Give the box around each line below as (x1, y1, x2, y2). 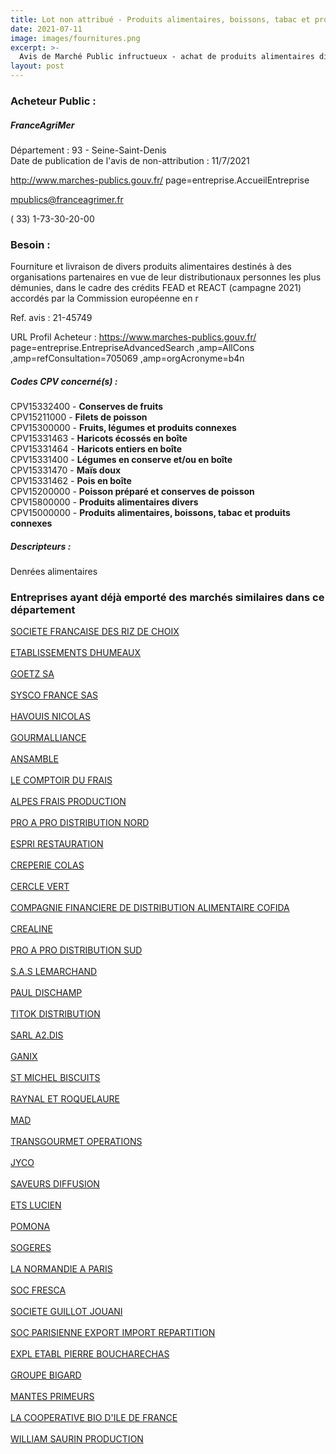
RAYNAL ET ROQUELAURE (10, 1093, 120, 1105)
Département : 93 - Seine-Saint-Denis (10, 144, 167, 156)
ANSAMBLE (10, 753, 59, 765)
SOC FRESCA (10, 1284, 67, 1296)
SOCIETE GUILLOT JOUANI (10, 1306, 123, 1318)
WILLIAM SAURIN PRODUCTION (10, 1433, 144, 1445)
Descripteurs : (10, 540, 72, 552)
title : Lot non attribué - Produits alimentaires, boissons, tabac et (10, 14, 311, 25)
